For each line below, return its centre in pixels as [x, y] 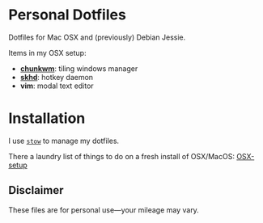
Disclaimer [36, 190]
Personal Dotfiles [68, 15]
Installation [47, 118]
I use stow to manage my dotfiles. [64, 141]
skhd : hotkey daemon [57, 77]
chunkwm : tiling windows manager [79, 68]
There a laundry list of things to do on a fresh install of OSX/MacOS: [121, 156]
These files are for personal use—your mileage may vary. [104, 210]
